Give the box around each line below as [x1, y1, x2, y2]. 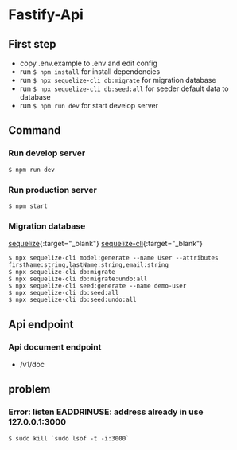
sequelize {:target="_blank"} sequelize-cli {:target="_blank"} [8, 239, 203, 248]
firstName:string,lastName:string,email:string [8, 261, 169, 269]
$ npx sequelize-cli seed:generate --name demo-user [8, 282, 187, 290]
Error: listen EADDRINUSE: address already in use [8, 406, 204, 417]
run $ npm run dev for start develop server [19, 101, 159, 110]
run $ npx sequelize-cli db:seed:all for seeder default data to [19, 84, 229, 93]
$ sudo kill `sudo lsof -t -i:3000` [8, 434, 130, 443]
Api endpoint [8, 317, 74, 331]
